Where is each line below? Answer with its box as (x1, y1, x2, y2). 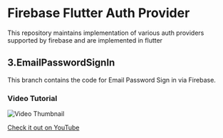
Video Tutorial (7, 93, 58, 103)
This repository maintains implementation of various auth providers (7, 28, 204, 37)
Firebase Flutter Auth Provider (7, 5, 190, 21)
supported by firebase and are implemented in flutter (7, 36, 162, 44)
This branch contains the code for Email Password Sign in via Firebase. (7, 75, 216, 84)
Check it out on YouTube (7, 123, 80, 132)
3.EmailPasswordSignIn (7, 57, 115, 69)
